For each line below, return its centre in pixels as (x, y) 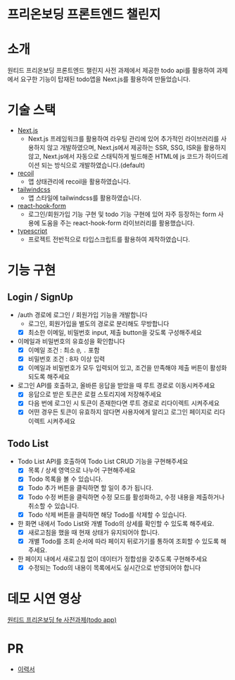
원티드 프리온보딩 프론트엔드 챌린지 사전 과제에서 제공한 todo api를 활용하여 (111, 71)
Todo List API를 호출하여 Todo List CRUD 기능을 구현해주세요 (103, 461)
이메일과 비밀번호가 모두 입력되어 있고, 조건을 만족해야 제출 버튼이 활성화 (127, 368)
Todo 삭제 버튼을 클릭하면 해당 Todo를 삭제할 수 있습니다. (107, 514)
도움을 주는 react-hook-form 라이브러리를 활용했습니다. (118, 223)
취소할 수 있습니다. (53, 506)
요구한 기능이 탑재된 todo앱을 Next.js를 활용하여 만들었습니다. (106, 79)
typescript (32, 231)
